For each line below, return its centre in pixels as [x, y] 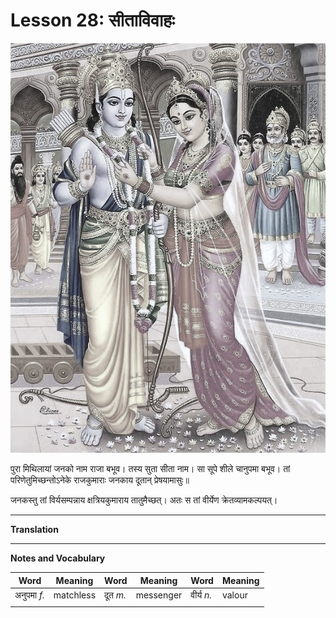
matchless [75, 595]
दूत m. [115, 595]
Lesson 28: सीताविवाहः [92, 20]
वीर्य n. [201, 595]
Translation [34, 530]
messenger [159, 595]
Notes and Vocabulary [58, 558]
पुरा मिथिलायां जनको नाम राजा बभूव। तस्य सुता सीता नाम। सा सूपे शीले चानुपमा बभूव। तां [150, 469]
